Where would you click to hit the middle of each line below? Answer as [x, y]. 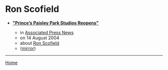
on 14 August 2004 [39, 38]
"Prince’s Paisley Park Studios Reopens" [55, 23]
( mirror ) [28, 48]
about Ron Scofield [39, 43]
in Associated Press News [47, 32]
